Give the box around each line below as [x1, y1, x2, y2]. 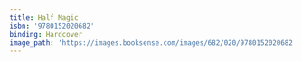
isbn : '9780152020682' [9, 22, 95, 30]
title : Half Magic [9, 13, 79, 22]
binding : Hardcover [9, 30, 83, 39]
